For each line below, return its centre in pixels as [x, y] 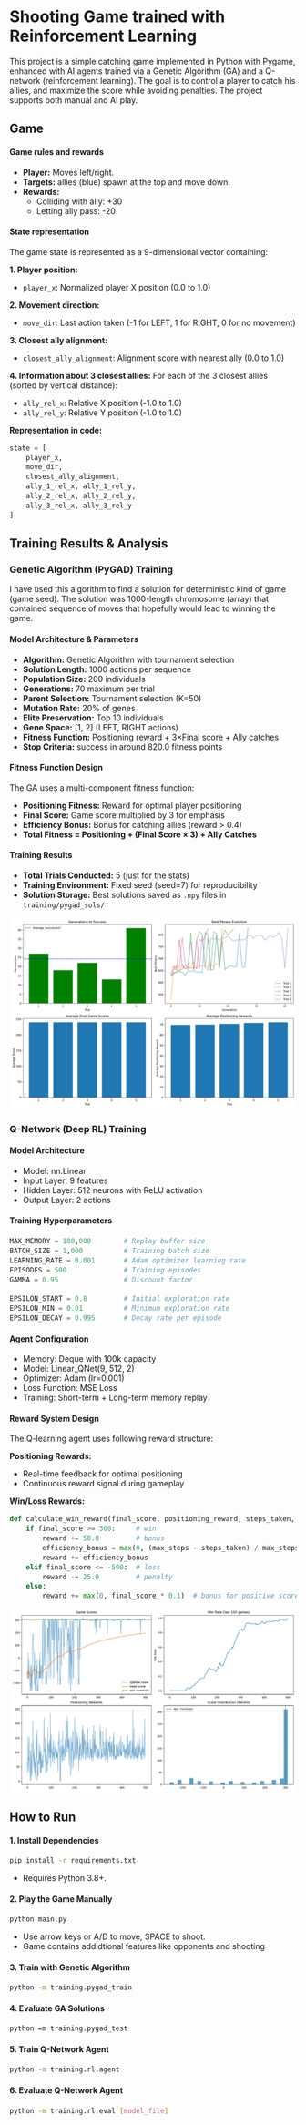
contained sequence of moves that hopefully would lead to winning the [143, 608]
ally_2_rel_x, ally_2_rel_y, [81, 496]
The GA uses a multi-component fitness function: [102, 787]
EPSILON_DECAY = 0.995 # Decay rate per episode [116, 1318]
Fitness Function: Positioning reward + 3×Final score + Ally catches [151, 737]
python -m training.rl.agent [65, 2069]
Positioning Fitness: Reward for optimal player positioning [132, 805]
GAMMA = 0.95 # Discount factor [102, 1280]
